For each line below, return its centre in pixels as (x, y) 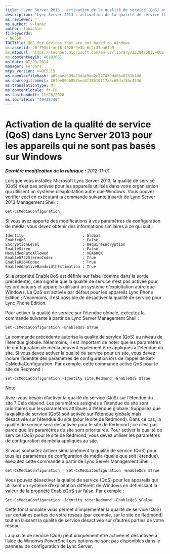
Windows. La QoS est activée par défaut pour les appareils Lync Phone (79, 292)
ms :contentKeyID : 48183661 (34, 57)
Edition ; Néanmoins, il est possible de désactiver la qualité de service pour (83, 298)
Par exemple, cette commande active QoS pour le (107, 364)
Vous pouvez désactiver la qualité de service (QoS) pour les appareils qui (82, 480)
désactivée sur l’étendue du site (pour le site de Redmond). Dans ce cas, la (83, 419)
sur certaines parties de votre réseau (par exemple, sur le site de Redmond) (84, 515)
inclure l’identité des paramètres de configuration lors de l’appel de (75, 358)
